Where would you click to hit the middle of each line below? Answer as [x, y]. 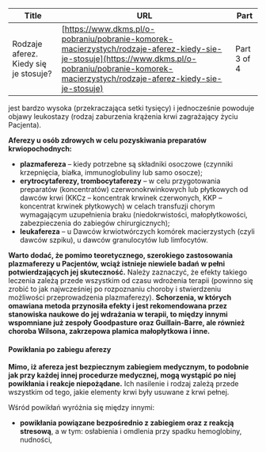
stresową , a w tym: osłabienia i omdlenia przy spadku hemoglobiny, [131, 431]
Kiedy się [30, 64]
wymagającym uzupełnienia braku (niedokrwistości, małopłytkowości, [133, 215]
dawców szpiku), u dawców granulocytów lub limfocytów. [114, 240]
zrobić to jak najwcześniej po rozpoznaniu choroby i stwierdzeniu [115, 289]
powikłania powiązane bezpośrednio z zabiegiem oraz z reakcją [127, 423]
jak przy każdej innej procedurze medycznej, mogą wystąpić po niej [122, 375]
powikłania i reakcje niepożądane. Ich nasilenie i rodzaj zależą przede [123, 384]
